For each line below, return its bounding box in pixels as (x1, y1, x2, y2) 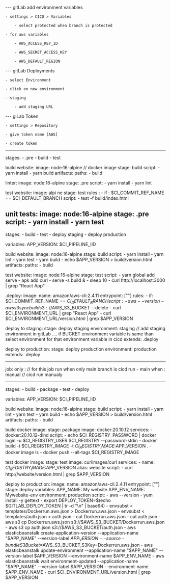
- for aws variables (5, 32, 49, 37)
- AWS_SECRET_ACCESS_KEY (14, 50, 67, 55)
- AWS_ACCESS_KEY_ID (14, 41, 58, 46)
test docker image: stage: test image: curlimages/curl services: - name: (5, 459, 155, 465)
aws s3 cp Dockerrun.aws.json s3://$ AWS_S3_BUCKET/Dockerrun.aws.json (5, 519, 165, 525)
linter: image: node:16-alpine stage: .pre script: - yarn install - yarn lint (5, 180, 152, 185)
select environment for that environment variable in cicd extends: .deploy (5, 336, 159, 342)
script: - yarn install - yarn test (5, 218, 104, 226)
